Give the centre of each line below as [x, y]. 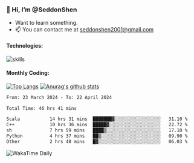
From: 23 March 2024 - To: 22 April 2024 [59, 97]
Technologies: [25, 45]
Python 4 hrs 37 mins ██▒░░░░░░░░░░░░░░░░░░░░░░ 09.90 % [97, 136]
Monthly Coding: [28, 73]
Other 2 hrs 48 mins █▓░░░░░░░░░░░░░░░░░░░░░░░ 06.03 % [97, 141]
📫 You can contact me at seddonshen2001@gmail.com [84, 30]
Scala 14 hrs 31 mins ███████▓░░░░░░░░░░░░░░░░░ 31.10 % [97, 119]
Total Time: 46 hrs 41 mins [42, 108]
